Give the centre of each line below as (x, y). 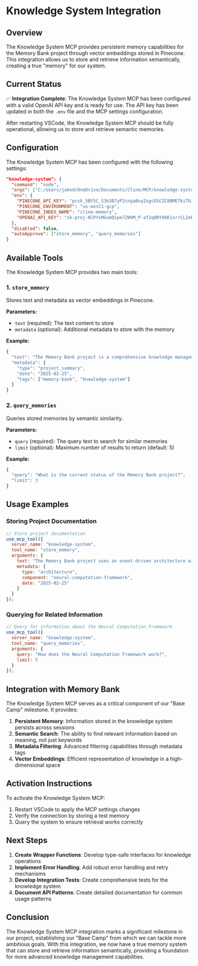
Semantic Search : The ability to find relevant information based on (96, 734)
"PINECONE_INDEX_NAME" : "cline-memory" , (67, 212)
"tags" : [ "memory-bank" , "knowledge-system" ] (74, 379)
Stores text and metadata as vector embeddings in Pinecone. (80, 300)
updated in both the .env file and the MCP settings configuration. (85, 111)
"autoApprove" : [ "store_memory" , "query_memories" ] (76, 234)
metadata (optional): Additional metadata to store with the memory (95, 330)
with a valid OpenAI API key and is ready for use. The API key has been (92, 105)
